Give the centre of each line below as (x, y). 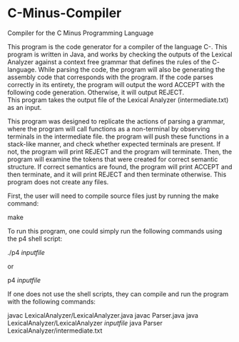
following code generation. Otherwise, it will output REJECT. (96, 92)
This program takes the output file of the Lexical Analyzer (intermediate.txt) (118, 100)
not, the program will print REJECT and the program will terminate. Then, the (120, 151)
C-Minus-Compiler (65, 13)
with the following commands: (52, 301)
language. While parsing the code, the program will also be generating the (116, 69)
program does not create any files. (58, 182)
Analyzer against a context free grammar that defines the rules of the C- (113, 61)
